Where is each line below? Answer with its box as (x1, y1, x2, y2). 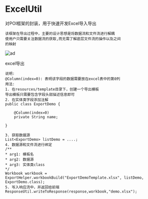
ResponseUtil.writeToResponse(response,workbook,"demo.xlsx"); (5, 189, 138, 194)
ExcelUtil (5, 3, 42, 15)
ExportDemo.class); (5, 179, 45, 184)
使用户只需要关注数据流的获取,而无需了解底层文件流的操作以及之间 (5, 36, 121, 41)
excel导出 (5, 60, 25, 66)
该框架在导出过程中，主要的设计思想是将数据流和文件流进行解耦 (5, 31, 115, 36)
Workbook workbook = (5, 171, 48, 176)
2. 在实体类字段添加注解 (5, 97, 49, 102)
